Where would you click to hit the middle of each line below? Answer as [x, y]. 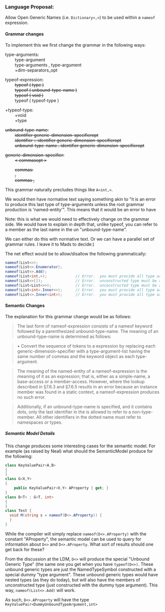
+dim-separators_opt [36, 70]
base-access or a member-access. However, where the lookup [81, 382]
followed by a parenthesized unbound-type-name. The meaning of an [88, 331]
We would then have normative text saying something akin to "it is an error [81, 199]
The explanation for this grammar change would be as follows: [68, 316]
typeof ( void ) [29, 95]
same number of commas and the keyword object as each [76, 356]
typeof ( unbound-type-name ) [46, 90]
